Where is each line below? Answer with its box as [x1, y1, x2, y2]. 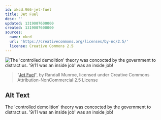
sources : [5, 30, 23, 35]
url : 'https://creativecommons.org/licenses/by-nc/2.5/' [9, 39, 129, 44]
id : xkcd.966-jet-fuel [5, 7, 52, 12]
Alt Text [5, 91, 30, 99]
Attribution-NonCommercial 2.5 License [17, 77, 98, 83]
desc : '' [5, 16, 23, 21]
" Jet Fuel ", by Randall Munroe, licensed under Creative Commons [17, 72, 150, 77]
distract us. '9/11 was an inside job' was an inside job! [5, 109, 113, 115]
